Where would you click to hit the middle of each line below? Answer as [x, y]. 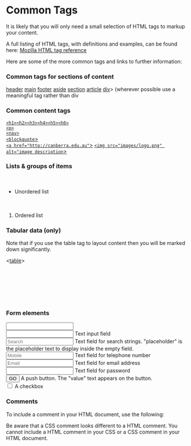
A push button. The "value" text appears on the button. [86, 378]
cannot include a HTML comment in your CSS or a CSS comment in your [93, 432]
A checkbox [29, 386]
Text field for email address [108, 363]
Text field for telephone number [113, 355]
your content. [22, 32]
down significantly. [29, 250]
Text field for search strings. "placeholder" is [128, 341]
